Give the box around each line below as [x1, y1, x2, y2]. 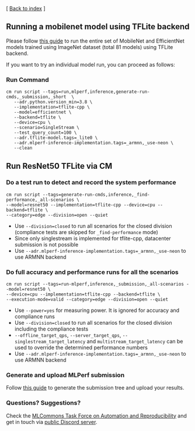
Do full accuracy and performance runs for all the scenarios [6, 268, 179, 276]
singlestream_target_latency [14, 339, 86, 345]
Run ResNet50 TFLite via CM [6, 161, 113, 171]
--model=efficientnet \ [13, 109, 72, 116]
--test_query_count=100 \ [13, 130, 77, 136]
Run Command [6, 75, 49, 84]
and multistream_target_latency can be [86, 338, 183, 345]
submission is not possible [14, 241, 79, 248]
